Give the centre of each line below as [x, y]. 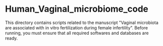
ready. [11, 38]
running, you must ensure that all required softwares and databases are [77, 33]
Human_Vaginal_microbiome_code [77, 9]
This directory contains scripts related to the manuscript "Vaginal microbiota [82, 23]
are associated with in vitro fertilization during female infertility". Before [76, 27]
